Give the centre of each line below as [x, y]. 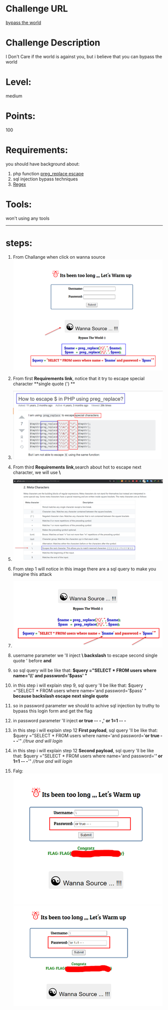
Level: [18, 82]
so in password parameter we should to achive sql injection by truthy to [86, 706]
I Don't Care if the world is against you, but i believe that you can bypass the [84, 56]
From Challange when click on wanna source [59, 257]
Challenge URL [37, 9]
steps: [19, 243]
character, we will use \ [37, 473]
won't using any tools [28, 218]
